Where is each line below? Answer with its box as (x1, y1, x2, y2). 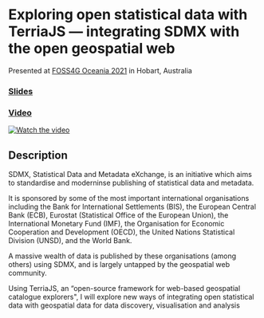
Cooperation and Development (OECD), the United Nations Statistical (8, 227, 235, 237)
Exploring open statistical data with (8, 6, 248, 24)
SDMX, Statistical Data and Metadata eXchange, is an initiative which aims (8, 169, 253, 179)
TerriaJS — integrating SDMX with (8, 22, 240, 41)
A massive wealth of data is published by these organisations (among (8, 251, 237, 261)
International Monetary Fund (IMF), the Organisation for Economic (8, 218, 225, 228)
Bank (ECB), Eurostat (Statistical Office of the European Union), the (8, 210, 229, 220)
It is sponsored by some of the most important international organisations (8, 193, 250, 202)
